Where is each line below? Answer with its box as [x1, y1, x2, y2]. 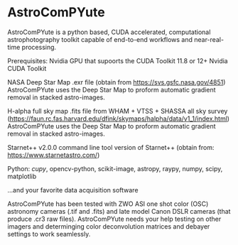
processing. [21, 43, 57, 51]
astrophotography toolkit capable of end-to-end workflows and [7, 35, 193, 43]
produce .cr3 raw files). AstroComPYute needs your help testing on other [7, 214, 222, 223]
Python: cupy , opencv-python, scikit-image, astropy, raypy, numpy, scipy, [7, 164, 223, 173]
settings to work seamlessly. [7, 229, 91, 238]
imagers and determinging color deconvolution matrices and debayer [7, 222, 210, 231]
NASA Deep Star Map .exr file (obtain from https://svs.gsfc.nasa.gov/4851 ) [7, 77, 226, 86]
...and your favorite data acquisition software [7, 185, 139, 194]
